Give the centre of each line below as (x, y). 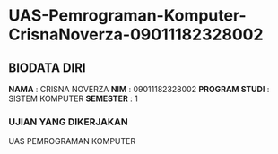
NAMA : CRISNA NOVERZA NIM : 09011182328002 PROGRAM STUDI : (139, 89)
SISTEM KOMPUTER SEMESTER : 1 (73, 98)
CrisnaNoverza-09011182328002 (136, 34)
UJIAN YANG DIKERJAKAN (68, 122)
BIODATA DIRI (47, 68)
